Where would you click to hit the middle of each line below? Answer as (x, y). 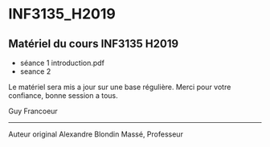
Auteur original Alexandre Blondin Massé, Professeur (96, 134)
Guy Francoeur (33, 111)
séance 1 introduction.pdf (62, 63)
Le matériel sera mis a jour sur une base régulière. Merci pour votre (120, 87)
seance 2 (35, 71)
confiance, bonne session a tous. (63, 96)
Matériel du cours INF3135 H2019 (94, 44)
